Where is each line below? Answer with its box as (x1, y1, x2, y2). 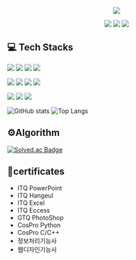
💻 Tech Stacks (7, 42, 74, 54)
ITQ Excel (17, 199, 45, 207)
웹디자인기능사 (17, 245, 57, 254)
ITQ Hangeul (17, 192, 53, 200)
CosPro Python (17, 221, 61, 229)
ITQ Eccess (17, 206, 51, 215)
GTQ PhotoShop (17, 213, 64, 222)
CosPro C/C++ (17, 229, 60, 237)
